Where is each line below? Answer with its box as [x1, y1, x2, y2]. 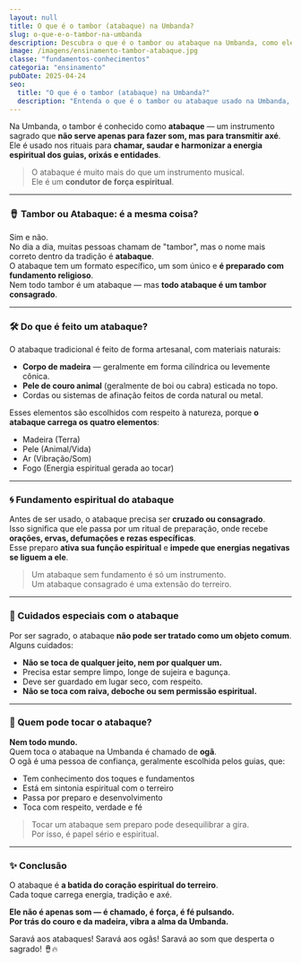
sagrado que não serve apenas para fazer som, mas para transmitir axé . [9, 131, 281, 142]
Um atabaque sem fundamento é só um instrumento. [30, 569, 227, 580]
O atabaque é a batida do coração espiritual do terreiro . [9, 880, 219, 890]
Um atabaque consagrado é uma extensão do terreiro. [30, 579, 232, 590]
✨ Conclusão [9, 859, 67, 872]
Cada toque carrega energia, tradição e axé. [9, 889, 173, 900]
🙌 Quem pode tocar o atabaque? [9, 716, 152, 729]
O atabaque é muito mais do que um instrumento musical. [30, 167, 245, 178]
